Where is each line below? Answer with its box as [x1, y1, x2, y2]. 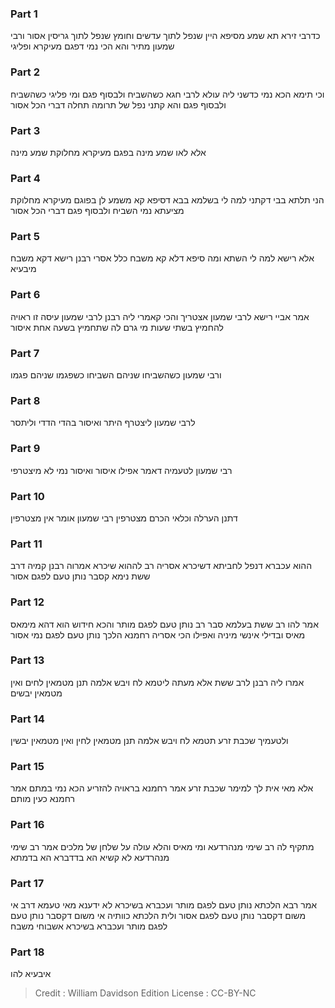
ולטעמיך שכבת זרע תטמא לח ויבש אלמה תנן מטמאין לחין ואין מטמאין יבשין [10, 735, 289, 747]
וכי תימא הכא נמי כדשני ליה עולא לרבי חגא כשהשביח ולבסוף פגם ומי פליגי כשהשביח [10, 88, 325, 100]
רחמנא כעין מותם [10, 793, 75, 805]
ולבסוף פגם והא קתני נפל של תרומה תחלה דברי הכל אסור [10, 98, 227, 111]
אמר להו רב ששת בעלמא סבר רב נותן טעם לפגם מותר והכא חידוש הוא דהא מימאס [10, 618, 319, 630]
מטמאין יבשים [10, 687, 63, 699]
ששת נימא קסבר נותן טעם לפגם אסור [10, 570, 151, 582]
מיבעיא [10, 263, 37, 275]
